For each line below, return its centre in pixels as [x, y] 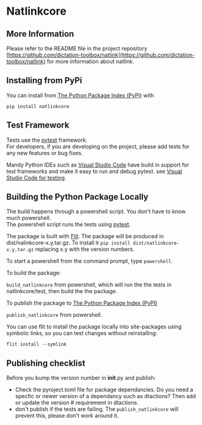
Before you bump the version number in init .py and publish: [81, 378]
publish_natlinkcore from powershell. [54, 315]
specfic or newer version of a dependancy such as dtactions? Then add [106, 396]
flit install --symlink [37, 344]
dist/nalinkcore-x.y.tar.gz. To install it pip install [68, 243]
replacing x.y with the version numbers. [85, 249]
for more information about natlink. [90, 61]
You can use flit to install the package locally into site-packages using [94, 327]
